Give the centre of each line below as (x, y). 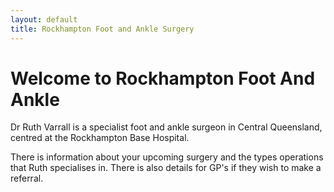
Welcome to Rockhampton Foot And (163, 78)
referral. (27, 178)
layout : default (44, 19)
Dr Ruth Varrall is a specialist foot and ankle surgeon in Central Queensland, (166, 127)
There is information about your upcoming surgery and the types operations (167, 157)
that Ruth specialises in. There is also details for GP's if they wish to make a (166, 168)
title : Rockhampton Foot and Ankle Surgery (102, 29)
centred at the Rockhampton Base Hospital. (100, 138)
